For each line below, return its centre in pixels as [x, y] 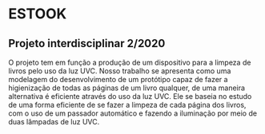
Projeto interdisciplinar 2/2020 [87, 43]
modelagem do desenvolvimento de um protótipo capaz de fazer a [118, 79]
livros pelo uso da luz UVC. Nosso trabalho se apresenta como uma [120, 71]
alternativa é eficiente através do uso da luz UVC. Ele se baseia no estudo [130, 96]
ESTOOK [38, 14]
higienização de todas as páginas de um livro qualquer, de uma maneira [127, 88]
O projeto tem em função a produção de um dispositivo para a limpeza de [130, 62]
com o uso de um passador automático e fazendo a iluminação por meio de [133, 113]
